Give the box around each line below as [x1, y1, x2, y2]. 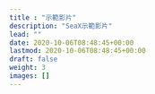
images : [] [9, 72, 50, 81]
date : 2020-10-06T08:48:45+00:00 [9, 38, 134, 47]
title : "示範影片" [9, 13, 77, 22]
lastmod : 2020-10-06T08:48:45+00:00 [9, 47, 146, 56]
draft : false [9, 55, 58, 64]
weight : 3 [9, 64, 47, 73]
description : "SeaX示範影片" [9, 21, 113, 30]
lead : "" [9, 30, 42, 38]
